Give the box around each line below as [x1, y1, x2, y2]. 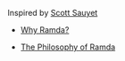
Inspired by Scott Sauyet [7, 8, 98, 18]
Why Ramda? [20, 25, 70, 34]
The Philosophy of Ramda [20, 42, 116, 52]
